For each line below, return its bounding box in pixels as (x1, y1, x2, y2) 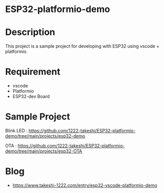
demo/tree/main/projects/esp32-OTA (5, 148, 83, 154)
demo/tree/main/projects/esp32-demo (5, 133, 86, 139)
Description (5, 27, 55, 38)
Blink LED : (5, 128, 28, 134)
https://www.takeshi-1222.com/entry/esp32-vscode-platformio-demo (12, 182, 157, 188)
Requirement (5, 66, 60, 77)
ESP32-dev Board (12, 93, 50, 100)
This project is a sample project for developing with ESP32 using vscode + (5, 43, 159, 49)
